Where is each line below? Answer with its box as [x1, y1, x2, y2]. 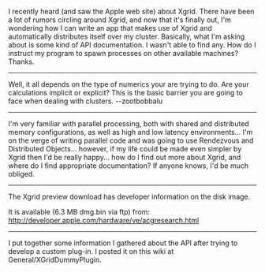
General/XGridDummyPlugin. [8, 255, 103, 264]
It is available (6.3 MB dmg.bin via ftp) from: [8, 207, 150, 216]
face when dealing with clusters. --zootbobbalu [8, 96, 163, 106]
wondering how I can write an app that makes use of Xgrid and [8, 24, 212, 32]
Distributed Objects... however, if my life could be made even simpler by [8, 144, 242, 153]
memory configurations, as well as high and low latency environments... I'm [8, 128, 253, 136]
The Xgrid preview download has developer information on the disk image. [8, 192, 251, 201]
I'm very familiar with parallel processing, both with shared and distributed [8, 119, 250, 129]
